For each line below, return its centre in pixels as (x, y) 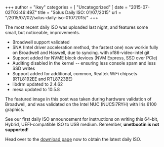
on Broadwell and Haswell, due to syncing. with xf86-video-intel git (81, 52)
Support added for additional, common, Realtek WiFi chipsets (75, 73)
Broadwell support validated (41, 42)
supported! (17, 130)
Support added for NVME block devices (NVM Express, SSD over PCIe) (85, 58)
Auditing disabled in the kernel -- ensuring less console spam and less (84, 63)
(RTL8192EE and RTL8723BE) (42, 79)
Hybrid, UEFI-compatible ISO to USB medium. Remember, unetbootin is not (82, 124)
